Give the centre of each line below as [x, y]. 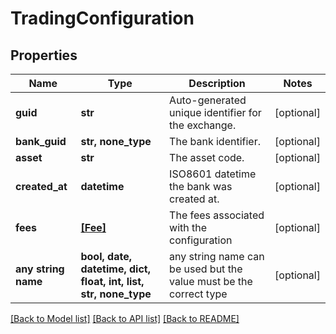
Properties [44, 55]
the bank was [201, 186]
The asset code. [207, 157]
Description [217, 83]
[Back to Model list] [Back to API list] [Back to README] [125, 318]
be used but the [206, 269]
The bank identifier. [215, 141]
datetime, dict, [115, 269]
